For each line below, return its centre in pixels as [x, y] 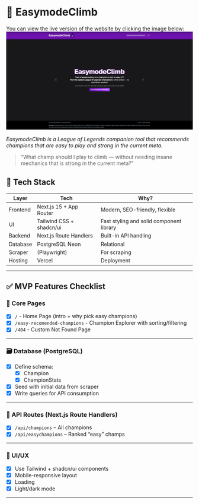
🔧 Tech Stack [31, 182]
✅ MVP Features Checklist [56, 286]
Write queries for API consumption [57, 393]
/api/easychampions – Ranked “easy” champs [70, 434]
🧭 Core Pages [26, 303]
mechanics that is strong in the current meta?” [77, 163]
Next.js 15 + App [58, 207]
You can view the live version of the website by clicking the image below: [95, 28]
